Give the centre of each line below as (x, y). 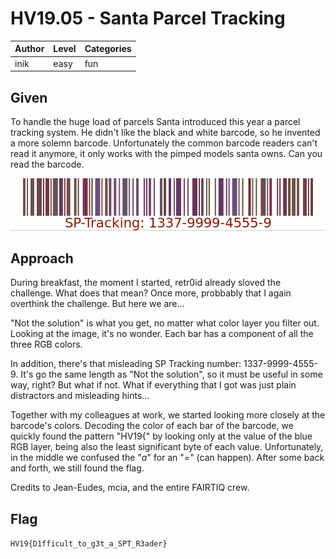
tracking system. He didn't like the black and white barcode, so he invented (165, 132)
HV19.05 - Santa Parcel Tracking (148, 18)
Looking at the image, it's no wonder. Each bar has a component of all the (162, 334)
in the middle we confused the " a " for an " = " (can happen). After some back (167, 458)
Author (29, 49)
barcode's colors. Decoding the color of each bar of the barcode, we (152, 426)
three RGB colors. (46, 344)
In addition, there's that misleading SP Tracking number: (126, 364)
